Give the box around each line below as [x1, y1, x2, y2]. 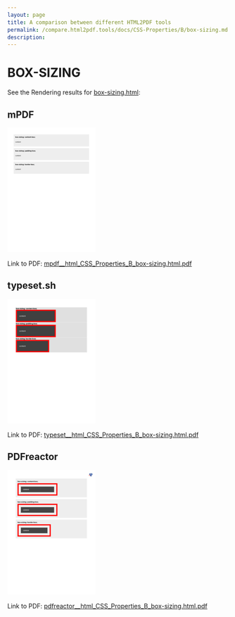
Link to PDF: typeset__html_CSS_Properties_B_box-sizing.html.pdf [7, 430, 199, 439]
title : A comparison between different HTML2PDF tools [7, 18, 172, 26]
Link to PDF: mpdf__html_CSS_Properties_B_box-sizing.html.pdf [7, 259, 192, 268]
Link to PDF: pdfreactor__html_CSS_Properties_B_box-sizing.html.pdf [7, 602, 208, 610]
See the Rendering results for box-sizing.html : [7, 88, 141, 96]
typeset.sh [7, 280, 56, 292]
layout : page [7, 11, 46, 18]
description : [7, 34, 46, 41]
